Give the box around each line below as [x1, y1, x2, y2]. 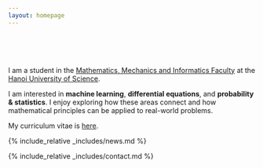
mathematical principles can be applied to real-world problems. [8, 105, 214, 115]
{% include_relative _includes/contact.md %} [8, 151, 155, 161]
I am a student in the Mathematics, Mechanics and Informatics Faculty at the [8, 65, 256, 75]
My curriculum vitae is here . [8, 121, 99, 130]
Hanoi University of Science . [8, 74, 100, 83]
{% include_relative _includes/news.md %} [8, 136, 147, 145]
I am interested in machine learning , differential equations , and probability [8, 89, 254, 98]
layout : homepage [8, 11, 65, 20]
